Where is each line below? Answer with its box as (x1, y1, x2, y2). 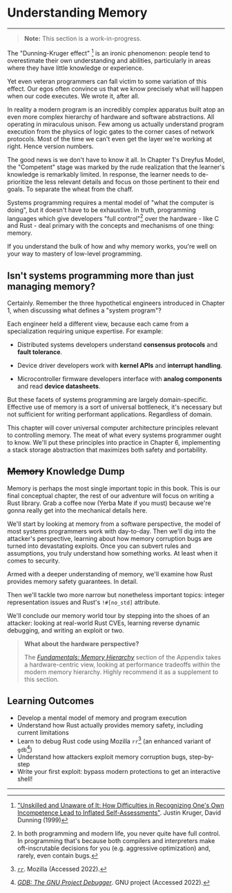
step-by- (188, 753, 214, 761)
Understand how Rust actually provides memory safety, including (17, 720, 204, 729)
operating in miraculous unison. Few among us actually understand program (7, 120, 224, 128)
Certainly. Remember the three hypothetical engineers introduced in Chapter (7, 299, 225, 308)
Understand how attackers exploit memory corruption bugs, (17, 753, 188, 761)
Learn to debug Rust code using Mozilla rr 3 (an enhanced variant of (17, 736, 211, 745)
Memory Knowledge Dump (7, 466, 126, 477)
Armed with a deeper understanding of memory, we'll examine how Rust (7, 569, 213, 578)
